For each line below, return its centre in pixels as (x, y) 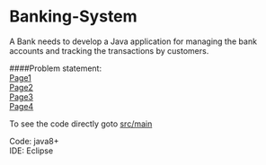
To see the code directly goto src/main (81, 124)
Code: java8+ (34, 141)
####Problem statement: (55, 68)
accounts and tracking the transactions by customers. (109, 50)
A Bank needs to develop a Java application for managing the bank (133, 41)
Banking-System (73, 17)
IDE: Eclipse (31, 151)
